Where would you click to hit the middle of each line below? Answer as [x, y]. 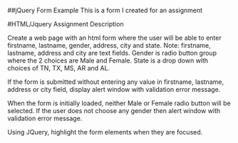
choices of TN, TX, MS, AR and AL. [59, 68]
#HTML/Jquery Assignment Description [66, 24]
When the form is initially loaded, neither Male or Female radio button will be [119, 103]
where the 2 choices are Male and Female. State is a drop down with [108, 60]
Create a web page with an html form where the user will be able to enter [115, 38]
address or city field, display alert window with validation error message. [114, 89]
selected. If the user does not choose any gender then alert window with [114, 111]
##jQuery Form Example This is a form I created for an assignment [105, 10]
